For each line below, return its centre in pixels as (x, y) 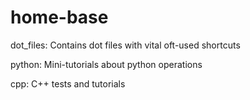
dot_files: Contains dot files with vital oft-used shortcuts (125, 45)
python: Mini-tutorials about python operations (106, 64)
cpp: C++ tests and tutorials (68, 83)
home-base (59, 17)
